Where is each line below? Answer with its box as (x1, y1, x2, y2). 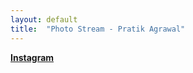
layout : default (10, 14, 78, 25)
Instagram (10, 51, 55, 63)
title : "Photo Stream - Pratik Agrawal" (10, 24, 186, 34)
